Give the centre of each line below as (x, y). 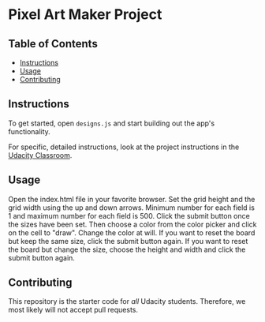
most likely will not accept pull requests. (73, 310)
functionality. (30, 131)
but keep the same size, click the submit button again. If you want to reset (128, 241)
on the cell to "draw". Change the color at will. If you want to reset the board (132, 232)
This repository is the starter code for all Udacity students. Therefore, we (127, 301)
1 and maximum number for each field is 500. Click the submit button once (129, 215)
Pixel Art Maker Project (85, 15)
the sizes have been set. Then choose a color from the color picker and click (132, 224)
